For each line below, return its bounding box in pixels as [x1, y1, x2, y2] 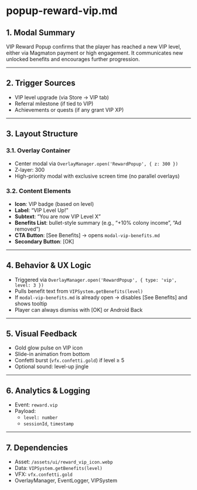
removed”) [14, 225, 40, 232]
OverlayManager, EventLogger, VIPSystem [14, 477, 117, 484]
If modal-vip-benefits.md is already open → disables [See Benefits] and [14, 294, 188, 301]
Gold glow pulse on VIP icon [14, 344, 83, 351]
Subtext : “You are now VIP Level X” [14, 213, 101, 220]
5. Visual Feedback [6, 329, 77, 339]
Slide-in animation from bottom [14, 351, 90, 358]
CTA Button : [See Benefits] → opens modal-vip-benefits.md [14, 231, 160, 239]
